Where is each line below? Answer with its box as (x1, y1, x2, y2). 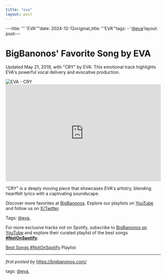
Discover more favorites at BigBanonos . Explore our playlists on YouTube (5, 200, 154, 206)
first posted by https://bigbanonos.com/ (5, 259, 87, 265)
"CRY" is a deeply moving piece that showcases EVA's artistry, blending (5, 185, 152, 191)
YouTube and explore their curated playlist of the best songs (5, 230, 128, 236)
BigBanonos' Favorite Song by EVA (5, 48, 151, 59)
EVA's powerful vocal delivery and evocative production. (5, 70, 120, 75)
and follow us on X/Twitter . (5, 206, 60, 211)
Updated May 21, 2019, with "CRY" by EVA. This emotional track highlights (5, 64, 157, 70)
